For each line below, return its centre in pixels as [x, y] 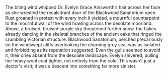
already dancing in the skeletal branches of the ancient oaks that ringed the [83, 34]
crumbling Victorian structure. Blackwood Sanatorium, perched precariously [84, 39]
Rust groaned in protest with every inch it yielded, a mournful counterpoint [82, 18]
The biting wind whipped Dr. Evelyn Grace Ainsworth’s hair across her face [83, 7]
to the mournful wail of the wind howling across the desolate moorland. [79, 23]
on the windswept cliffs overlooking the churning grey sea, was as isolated [82, 45]
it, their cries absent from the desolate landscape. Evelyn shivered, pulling [82, 55]
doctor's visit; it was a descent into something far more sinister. [71, 66]
